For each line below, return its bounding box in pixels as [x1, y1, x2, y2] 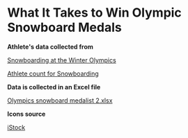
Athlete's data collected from [7, 42, 94, 51]
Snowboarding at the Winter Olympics [7, 55, 116, 64]
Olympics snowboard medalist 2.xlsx [7, 96, 113, 105]
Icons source [7, 110, 46, 118]
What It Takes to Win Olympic [7, 5, 182, 21]
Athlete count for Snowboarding [7, 69, 99, 78]
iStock [7, 123, 26, 131]
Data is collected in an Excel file [7, 83, 101, 91]
